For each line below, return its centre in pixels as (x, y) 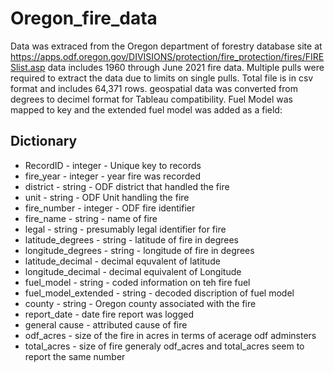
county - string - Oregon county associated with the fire (140, 303)
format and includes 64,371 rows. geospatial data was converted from (154, 88)
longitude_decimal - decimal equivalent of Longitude (133, 271)
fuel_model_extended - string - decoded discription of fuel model (159, 293)
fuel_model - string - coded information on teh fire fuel (137, 282)
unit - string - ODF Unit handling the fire (107, 197)
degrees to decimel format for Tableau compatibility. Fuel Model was (151, 99)
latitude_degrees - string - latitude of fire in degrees (131, 239)
